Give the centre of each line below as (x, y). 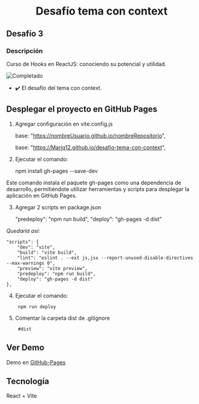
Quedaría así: (23, 231)
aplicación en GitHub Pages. (42, 195)
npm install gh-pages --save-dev (56, 170)
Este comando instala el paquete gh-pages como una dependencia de (94, 183)
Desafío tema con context (102, 11)
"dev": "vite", (36, 247)
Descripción (25, 51)
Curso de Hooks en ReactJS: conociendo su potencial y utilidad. (86, 64)
